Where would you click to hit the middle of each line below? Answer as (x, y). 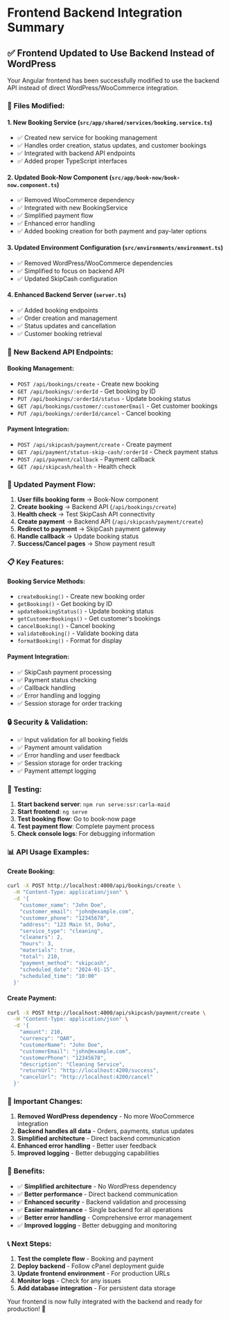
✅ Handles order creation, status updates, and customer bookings (112, 145)
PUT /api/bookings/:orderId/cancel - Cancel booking (94, 413)
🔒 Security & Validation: (48, 722)
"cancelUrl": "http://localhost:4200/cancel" (87, 1077)
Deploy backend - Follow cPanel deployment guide (91, 1266)
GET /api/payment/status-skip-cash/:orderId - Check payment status (117, 452)
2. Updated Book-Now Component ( (60, 177)
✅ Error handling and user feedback (69, 755)
